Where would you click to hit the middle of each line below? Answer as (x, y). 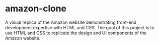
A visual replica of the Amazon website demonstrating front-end (71, 22)
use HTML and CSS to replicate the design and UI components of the (76, 33)
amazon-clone (36, 9)
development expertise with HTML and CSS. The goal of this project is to (80, 27)
